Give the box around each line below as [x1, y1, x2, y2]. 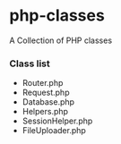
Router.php [22, 78, 64, 89]
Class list [9, 57, 51, 70]
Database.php [22, 97, 74, 107]
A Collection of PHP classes [9, 35, 113, 46]
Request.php [22, 87, 70, 98]
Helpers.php [22, 106, 69, 117]
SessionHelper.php [22, 115, 93, 126]
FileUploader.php [22, 125, 87, 136]
